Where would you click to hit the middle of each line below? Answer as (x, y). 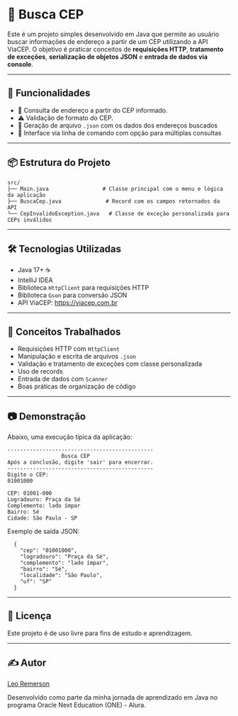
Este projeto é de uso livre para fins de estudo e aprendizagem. (100, 633)
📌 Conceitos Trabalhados (64, 331)
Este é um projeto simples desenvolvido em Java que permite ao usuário (113, 34)
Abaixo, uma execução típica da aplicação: (70, 437)
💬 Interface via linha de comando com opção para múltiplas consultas (119, 133)
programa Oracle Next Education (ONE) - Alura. (77, 705)
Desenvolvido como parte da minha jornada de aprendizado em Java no (113, 697)
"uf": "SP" (36, 581)
